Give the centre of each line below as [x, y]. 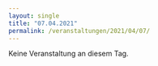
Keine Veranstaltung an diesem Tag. [68, 54]
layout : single [34, 16]
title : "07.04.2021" [43, 23]
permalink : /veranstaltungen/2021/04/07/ [79, 31]
